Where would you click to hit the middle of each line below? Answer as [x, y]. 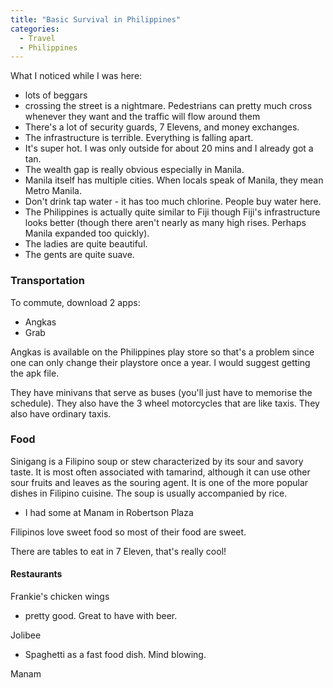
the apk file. [35, 373]
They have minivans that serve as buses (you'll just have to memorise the [161, 392]
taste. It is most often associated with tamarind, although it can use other [160, 472]
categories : [35, 29]
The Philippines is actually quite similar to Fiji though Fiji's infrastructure [172, 212]
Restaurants [36, 574]
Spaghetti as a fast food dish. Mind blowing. [115, 655]
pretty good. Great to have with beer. [101, 616]
